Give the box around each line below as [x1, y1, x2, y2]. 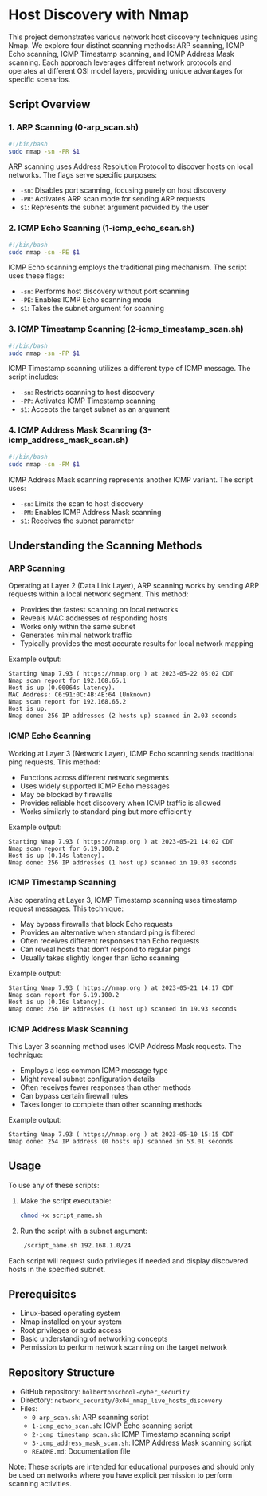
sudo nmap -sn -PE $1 [8, 248, 80, 257]
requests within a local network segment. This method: [8, 589, 189, 599]
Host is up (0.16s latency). [8, 998, 105, 1006]
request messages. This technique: [8, 904, 124, 913]
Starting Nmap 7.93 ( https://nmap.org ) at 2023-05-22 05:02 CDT [8, 670, 234, 678]
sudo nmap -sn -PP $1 [8, 349, 80, 357]
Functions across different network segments [19, 772, 170, 782]
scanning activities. [8, 1479, 72, 1489]
